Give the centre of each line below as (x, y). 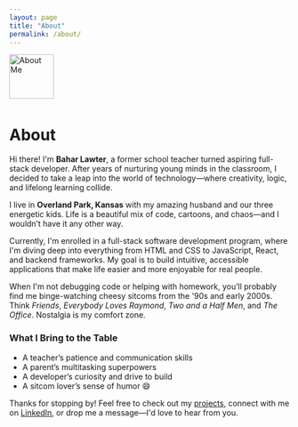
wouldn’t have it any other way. (66, 224)
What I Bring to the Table (64, 338)
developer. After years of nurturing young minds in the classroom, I (154, 169)
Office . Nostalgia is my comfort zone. (77, 315)
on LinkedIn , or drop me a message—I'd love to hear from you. (124, 412)
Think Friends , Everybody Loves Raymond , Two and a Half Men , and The (144, 306)
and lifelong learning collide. (61, 188)
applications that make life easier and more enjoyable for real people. (136, 270)
